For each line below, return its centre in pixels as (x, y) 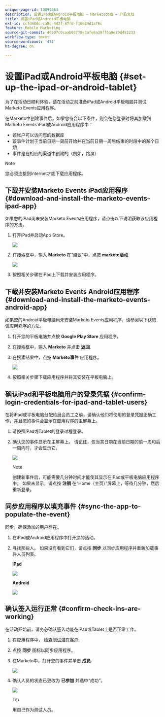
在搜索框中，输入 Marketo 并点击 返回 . (51, 347)
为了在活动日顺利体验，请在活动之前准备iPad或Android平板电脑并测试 (76, 102)
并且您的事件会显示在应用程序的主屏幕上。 (57, 421)
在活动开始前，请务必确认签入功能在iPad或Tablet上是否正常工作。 (72, 629)
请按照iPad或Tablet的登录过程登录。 (49, 431)
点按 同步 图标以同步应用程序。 (44, 650)
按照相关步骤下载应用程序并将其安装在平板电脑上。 (64, 377)
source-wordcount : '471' (31, 42)
